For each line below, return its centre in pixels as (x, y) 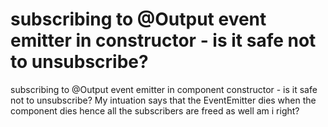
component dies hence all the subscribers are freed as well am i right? (155, 110)
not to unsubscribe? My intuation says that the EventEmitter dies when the (163, 100)
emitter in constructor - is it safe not (163, 40)
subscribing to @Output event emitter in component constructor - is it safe (164, 89)
